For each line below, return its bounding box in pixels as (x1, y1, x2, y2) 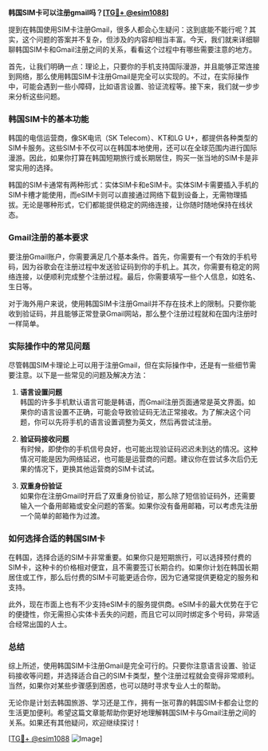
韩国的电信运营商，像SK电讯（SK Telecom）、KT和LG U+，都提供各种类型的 (8, 133, 258, 143)
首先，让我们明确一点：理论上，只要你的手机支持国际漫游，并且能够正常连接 (8, 62, 260, 71)
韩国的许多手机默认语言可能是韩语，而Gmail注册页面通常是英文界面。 (19, 397, 249, 407)
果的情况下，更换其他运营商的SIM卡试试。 (19, 463, 160, 474)
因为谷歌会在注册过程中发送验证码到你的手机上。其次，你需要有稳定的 (22, 261, 253, 271)
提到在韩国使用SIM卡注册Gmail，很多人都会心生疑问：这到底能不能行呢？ (8, 25, 250, 34)
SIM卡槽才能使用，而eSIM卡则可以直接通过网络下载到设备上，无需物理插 (8, 190, 247, 200)
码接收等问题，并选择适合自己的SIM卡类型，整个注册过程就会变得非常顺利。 (8, 671, 259, 681)
